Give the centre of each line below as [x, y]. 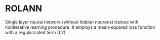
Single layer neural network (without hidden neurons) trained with [72, 22]
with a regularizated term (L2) [35, 32]
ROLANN [24, 9]
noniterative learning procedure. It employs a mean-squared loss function [80, 27]
